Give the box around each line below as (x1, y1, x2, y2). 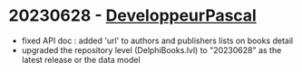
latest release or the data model (21, 54, 141, 65)
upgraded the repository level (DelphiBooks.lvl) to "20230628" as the (21, 44, 282, 55)
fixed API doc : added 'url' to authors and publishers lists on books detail (21, 35, 294, 46)
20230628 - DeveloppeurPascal (8, 5, 258, 26)
